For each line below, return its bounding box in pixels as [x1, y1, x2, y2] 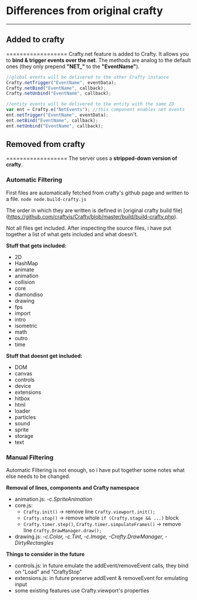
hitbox [14, 395, 30, 402]
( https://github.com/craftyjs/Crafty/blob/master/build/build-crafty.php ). [6, 213, 178, 220]
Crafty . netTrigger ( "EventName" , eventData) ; [6, 79, 117, 86]
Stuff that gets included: [6, 242, 67, 249]
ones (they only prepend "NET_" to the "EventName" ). [6, 63, 140, 70]
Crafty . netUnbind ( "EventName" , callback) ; [6, 90, 111, 96]
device [14, 382, 31, 389]
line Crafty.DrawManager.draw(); [23, 527, 102, 534]
